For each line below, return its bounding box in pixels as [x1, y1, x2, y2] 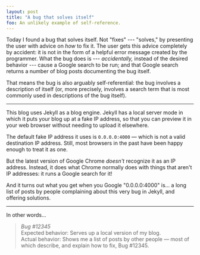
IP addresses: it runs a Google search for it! [6, 170, 112, 178]
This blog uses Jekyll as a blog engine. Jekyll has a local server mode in [6, 109, 183, 116]
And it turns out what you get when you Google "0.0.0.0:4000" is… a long [6, 182, 186, 189]
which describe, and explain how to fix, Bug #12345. [20, 242, 149, 249]
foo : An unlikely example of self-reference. [6, 20, 121, 26]
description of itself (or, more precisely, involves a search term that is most [6, 86, 189, 93]
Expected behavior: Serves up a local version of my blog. [20, 229, 161, 237]
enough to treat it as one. [6, 146, 68, 153]
